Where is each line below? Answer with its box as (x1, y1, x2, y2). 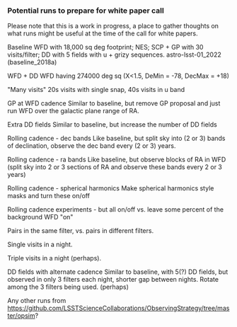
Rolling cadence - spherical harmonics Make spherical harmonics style (7, 184, 214, 193)
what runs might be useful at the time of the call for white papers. (7, 29, 198, 38)
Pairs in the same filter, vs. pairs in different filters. (7, 226, 154, 235)
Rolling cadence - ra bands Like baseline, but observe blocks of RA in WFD (7, 155, 226, 164)
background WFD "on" (7, 213, 74, 222)
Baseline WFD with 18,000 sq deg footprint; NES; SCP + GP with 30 (7, 43, 204, 52)
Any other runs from (7, 297, 67, 305)
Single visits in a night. (7, 240, 73, 249)
